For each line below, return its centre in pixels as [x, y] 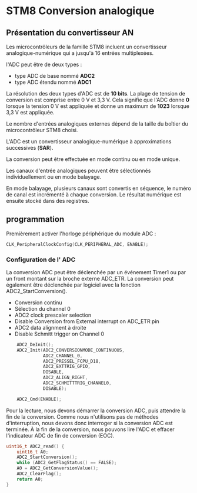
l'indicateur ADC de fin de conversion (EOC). [60, 435]
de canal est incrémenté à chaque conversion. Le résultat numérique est [94, 195]
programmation [35, 219]
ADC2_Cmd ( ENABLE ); [39, 399]
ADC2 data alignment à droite [50, 327]
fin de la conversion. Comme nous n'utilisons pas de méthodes [82, 416]
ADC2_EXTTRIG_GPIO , [67, 367]
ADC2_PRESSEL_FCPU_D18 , [72, 361]
